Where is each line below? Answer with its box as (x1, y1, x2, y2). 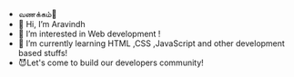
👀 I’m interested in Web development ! (17, 28, 161, 39)
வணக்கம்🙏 (17, 9, 57, 19)
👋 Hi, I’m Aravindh (17, 19, 86, 29)
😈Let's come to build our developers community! (17, 57, 205, 68)
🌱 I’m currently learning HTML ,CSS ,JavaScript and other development (17, 38, 285, 49)
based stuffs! (17, 48, 68, 58)
